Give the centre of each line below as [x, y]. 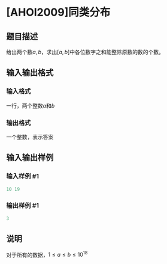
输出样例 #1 [22, 206]
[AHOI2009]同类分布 [58, 12]
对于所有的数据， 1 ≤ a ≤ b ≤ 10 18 [47, 254]
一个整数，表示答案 [30, 137]
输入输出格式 [30, 73]
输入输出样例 [30, 158]
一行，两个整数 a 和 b [31, 105]
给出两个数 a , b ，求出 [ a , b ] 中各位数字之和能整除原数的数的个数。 [85, 52]
